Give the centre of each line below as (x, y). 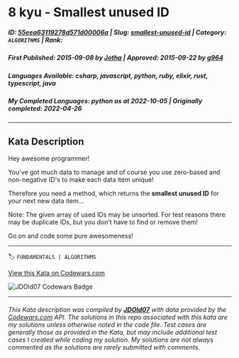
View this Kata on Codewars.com (57, 273)
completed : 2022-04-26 (45, 108)
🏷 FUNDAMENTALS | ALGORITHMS (52, 257)
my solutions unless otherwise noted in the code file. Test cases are (107, 324)
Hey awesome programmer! (49, 158)
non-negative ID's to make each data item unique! (81, 180)
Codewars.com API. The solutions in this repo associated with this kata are (118, 317)
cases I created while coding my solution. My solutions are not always (111, 340)
